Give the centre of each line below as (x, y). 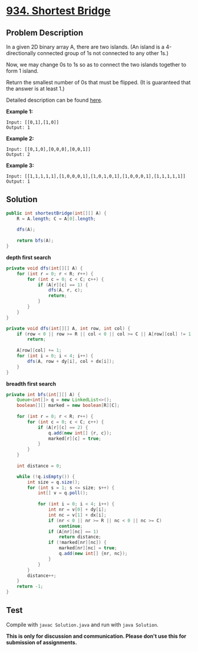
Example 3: (20, 166)
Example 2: (20, 138)
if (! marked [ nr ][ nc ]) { (77, 543)
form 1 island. (22, 71)
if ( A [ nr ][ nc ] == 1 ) (73, 531)
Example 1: (20, 111)
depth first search (29, 257)
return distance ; (80, 537)
